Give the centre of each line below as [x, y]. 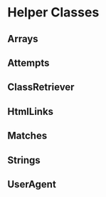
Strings [24, 160]
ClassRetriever [41, 87]
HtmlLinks [31, 111]
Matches [27, 136]
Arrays [23, 39]
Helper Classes [53, 12]
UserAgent [32, 184]
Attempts [28, 62]
